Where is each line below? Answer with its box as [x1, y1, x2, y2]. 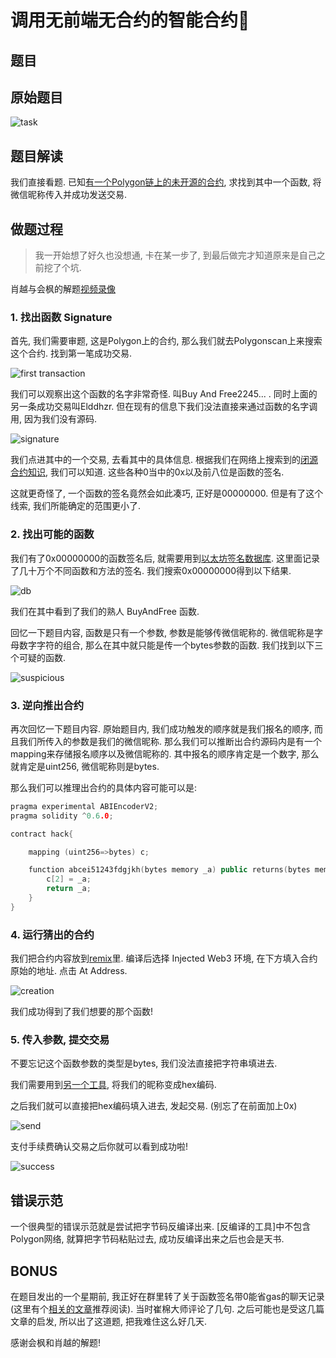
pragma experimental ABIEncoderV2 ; [10, 801, 159, 811]
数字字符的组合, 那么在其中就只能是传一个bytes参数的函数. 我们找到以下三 [18, 639, 324, 651]
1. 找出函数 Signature [10, 310, 113, 324]
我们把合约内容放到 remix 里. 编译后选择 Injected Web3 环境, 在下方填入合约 [10, 952, 318, 965]
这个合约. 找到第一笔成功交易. [10, 347, 133, 360]
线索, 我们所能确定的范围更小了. [10, 500, 142, 512]
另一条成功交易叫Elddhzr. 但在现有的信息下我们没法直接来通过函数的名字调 [10, 401, 318, 413]
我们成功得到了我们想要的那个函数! [10, 1006, 154, 1018]
